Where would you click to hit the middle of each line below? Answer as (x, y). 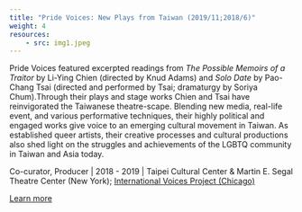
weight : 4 (28, 26)
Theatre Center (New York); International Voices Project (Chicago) (132, 181)
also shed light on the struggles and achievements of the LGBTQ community (151, 145)
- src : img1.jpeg (58, 43)
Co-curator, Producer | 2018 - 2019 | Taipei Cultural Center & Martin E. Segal (151, 172)
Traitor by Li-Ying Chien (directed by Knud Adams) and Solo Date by (136, 78)
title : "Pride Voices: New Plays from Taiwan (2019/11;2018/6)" (133, 18)
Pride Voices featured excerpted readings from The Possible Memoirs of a (147, 68)
